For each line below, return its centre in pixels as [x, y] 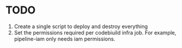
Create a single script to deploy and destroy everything [81, 26]
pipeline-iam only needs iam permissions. [64, 39]
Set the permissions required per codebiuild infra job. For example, [95, 32]
